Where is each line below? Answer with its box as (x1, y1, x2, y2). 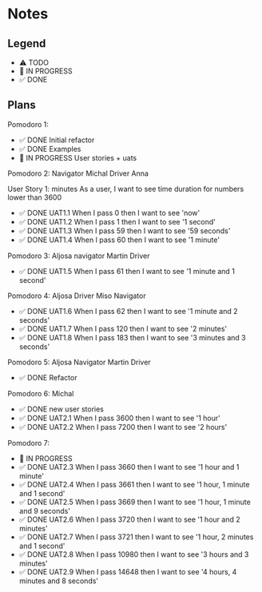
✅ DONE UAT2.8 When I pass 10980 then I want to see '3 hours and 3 (18, 549, 249, 559)
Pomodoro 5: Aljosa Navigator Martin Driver (7, 357, 151, 367)
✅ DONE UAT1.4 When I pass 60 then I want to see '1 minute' (18, 235, 220, 244)
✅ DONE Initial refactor (18, 135, 95, 145)
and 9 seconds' (18, 506, 71, 515)
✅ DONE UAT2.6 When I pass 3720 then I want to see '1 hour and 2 (18, 515, 240, 524)
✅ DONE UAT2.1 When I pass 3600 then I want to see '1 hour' (18, 413, 221, 423)
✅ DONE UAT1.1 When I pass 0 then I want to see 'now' (18, 208, 200, 217)
